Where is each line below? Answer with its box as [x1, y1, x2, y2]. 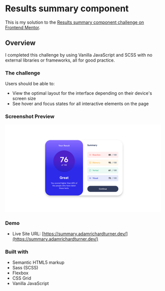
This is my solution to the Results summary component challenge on [5, 19, 144, 25]
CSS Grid [12, 275, 31, 281]
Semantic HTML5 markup [12, 259, 65, 265]
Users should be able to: [5, 81, 55, 87]
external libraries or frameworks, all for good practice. [5, 57, 115, 63]
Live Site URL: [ [12, 231, 44, 237]
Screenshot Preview [5, 113, 55, 120]
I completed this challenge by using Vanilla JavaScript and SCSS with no [5, 52, 153, 58]
